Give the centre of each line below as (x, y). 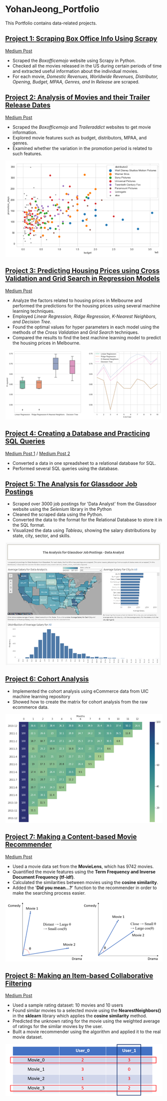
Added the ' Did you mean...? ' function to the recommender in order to (84, 888)
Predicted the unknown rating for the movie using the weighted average (86, 1021)
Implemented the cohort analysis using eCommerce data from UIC (80, 691)
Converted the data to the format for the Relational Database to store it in (87, 520)
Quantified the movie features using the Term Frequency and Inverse (84, 872)
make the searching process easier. (49, 893)
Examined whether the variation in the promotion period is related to (82, 148)
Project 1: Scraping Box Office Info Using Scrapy (81, 39)
